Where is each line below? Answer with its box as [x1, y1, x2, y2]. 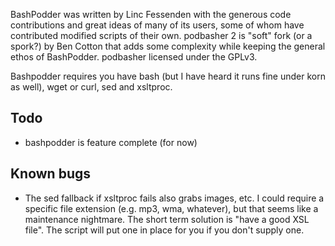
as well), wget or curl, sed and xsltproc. [10, 81, 173, 93]
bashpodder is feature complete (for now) [24, 136, 198, 148]
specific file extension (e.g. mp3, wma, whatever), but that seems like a [24, 202, 319, 214]
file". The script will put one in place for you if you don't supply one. [24, 224, 305, 236]
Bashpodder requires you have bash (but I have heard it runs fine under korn [10, 70, 326, 82]
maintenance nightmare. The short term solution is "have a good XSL [24, 213, 310, 225]
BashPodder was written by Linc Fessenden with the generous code [10, 9, 292, 20]
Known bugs [10, 165, 92, 183]
